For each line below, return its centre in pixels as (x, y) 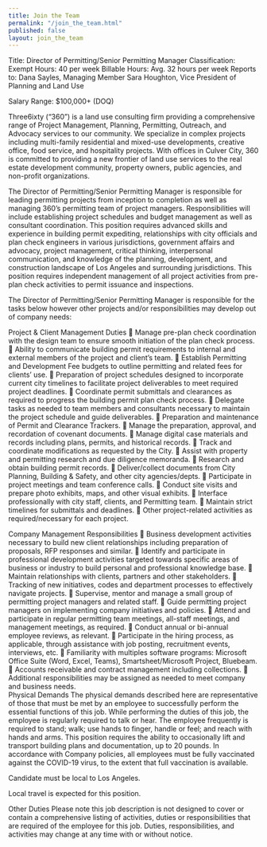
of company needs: (40, 317)
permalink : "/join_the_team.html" (66, 23)
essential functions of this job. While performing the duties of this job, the (128, 712)
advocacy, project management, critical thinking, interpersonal (110, 251)
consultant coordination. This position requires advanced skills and (118, 225)
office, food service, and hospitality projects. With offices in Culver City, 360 (133, 151)
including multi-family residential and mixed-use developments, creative (126, 142)
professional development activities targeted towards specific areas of (124, 559)
